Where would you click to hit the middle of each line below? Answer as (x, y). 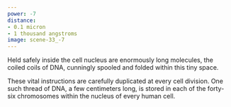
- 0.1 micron (27, 27)
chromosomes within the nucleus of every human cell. (96, 96)
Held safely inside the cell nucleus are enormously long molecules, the (111, 60)
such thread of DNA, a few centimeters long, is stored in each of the (107, 89)
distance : (22, 20)
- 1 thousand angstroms (43, 33)
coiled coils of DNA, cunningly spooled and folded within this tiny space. (113, 68)
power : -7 (22, 14)
